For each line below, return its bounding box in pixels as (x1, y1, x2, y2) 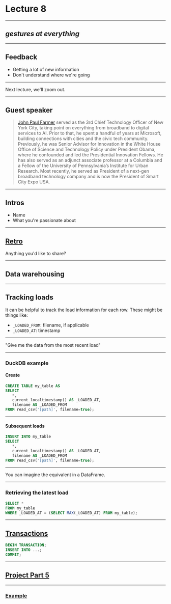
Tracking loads (5, 293, 53, 302)
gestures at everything (5, 30, 80, 38)
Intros (5, 198, 24, 207)
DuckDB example (5, 360, 49, 367)
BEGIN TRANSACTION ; (5, 543, 47, 548)
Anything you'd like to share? (5, 251, 66, 256)
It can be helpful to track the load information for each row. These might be (5, 307, 163, 313)
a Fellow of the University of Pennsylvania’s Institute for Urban (17, 162, 149, 169)
